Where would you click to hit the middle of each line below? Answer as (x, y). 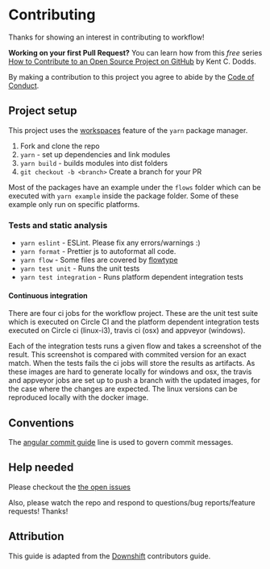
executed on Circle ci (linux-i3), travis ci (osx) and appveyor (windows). (127, 330)
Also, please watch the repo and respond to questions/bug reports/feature (132, 502)
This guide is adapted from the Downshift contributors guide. (110, 556)
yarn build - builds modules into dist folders (93, 163)
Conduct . (24, 85)
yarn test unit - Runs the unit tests (80, 268)
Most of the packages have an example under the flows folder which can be (135, 187)
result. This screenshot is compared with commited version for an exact (128, 355)
